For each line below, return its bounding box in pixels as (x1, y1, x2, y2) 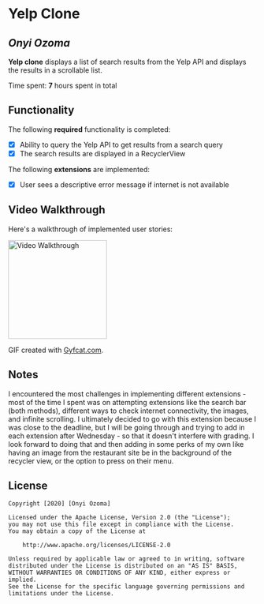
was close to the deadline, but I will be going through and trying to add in (8, 422, 246, 432)
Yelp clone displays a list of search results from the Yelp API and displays (8, 57, 247, 66)
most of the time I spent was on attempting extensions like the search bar (8, 397, 247, 407)
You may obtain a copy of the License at (8, 527, 147, 535)
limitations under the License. (8, 590, 114, 598)
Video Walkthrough (8, 203, 106, 217)
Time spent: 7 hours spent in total (8, 81, 117, 90)
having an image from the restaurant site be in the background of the (8, 448, 232, 457)
